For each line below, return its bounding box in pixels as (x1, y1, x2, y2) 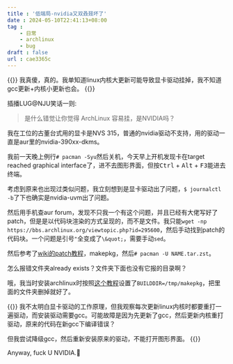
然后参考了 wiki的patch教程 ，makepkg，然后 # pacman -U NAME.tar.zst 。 (7, 249, 216, 257)
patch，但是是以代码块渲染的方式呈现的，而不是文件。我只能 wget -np (7, 217, 207, 225)
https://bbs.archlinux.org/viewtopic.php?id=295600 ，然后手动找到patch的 (7, 225, 225, 234)
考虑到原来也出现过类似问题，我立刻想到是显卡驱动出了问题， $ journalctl (7, 184, 221, 192)
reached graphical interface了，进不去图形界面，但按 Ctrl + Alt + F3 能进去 (7, 161, 226, 169)
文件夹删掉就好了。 (19, 287, 74, 296)
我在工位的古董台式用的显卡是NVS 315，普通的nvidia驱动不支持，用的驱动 (7, 128, 219, 137)
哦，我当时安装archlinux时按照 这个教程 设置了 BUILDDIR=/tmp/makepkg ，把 (7, 278, 215, 287)
